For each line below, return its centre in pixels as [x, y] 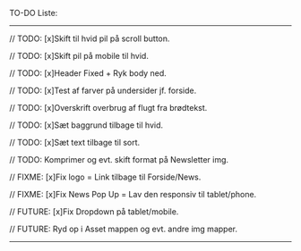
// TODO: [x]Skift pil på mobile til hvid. [79, 56]
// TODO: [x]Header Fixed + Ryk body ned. [88, 73]
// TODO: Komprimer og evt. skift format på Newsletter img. [119, 159]
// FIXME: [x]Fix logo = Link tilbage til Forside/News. [105, 177]
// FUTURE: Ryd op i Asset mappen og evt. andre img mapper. [123, 229]
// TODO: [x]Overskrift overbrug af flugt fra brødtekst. [108, 108]
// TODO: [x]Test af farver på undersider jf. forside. [103, 90]
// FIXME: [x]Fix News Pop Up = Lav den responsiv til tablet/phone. [133, 194]
